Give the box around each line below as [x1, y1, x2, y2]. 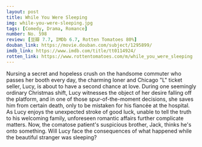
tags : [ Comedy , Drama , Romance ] [6, 25, 87, 32]
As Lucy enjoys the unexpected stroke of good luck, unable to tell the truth [6, 108, 192, 115]
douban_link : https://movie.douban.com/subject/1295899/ [6, 43, 153, 49]
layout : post [6, 8, 39, 15]
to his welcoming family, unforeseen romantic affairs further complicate [6, 115, 184, 122]
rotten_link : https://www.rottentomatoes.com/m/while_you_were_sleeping [6, 53, 193, 59]
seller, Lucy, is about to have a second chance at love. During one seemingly [6, 82, 197, 90]
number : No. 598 [6, 31, 47, 37]
